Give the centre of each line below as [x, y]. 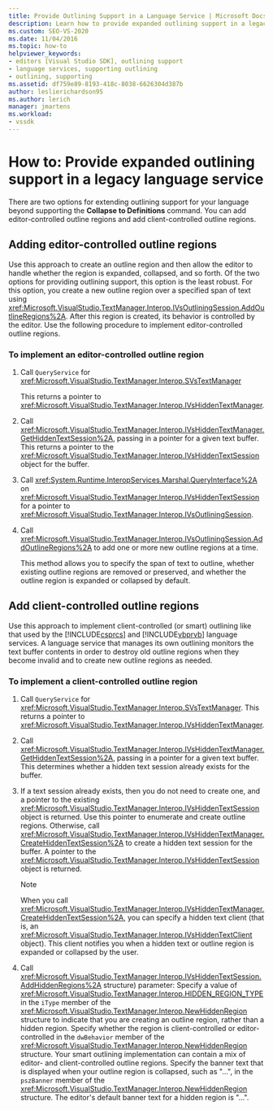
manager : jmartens [39, 107]
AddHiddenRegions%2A [61, 986]
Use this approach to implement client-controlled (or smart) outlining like [130, 625]
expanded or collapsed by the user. [79, 952]
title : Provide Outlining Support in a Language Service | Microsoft [129, 16]
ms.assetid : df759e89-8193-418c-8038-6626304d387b [96, 84]
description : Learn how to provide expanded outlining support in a [127, 24]
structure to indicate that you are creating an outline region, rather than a [142, 1020]
